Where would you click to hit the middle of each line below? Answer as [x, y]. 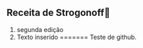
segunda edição [40, 29]
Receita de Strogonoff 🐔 [59, 13]
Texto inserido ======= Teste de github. [77, 37]
